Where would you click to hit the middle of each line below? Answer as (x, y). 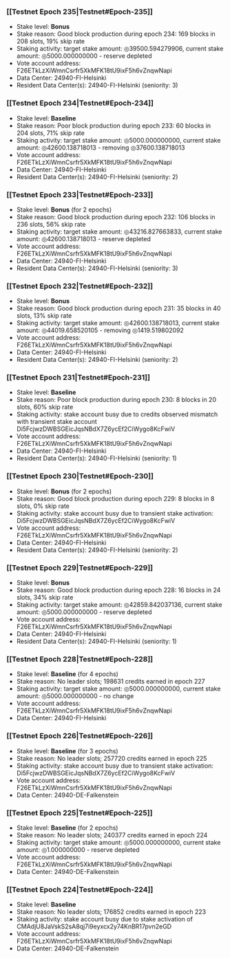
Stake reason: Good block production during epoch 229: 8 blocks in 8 (115, 498)
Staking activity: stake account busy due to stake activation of (105, 919)
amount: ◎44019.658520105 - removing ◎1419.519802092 (100, 330)
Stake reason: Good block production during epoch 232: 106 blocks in (116, 216)
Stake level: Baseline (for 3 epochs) (67, 751)
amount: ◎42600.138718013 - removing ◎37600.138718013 (101, 147)
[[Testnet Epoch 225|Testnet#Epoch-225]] (80, 813)
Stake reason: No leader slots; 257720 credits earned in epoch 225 (112, 758)
